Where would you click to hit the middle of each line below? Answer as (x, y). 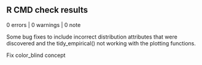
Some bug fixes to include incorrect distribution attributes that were (92, 37)
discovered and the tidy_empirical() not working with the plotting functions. (101, 43)
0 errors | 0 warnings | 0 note (44, 25)
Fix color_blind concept (36, 55)
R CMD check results (47, 10)
